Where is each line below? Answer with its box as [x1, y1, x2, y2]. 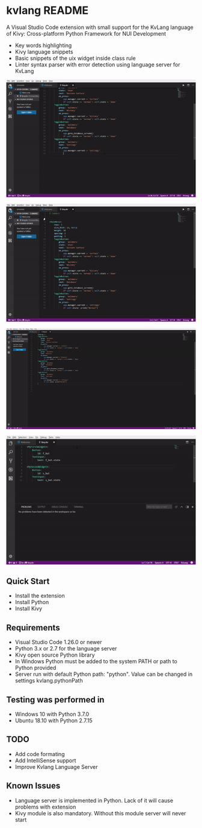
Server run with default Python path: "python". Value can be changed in [14, 670, 193, 678]
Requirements [6, 622, 60, 632]
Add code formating [14, 750, 65, 757]
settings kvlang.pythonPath [14, 677, 83, 684]
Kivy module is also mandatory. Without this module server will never [14, 809, 186, 817]
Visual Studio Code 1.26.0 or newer [14, 639, 102, 646]
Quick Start [6, 576, 50, 586]
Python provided [14, 664, 57, 672]
